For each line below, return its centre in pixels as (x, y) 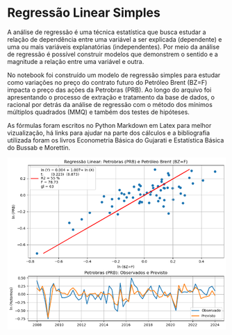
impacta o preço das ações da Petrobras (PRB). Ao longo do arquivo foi (109, 90)
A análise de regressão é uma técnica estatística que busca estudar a (107, 32)
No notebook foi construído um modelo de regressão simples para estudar (114, 75)
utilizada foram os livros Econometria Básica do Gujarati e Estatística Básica (116, 140)
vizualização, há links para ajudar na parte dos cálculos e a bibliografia (109, 133)
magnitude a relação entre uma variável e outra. (76, 61)
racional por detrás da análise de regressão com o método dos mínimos (110, 104)
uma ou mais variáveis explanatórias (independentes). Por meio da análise (114, 47)
